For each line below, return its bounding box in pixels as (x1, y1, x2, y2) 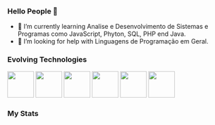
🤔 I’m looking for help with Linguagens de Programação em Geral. (17, 37, 209, 46)
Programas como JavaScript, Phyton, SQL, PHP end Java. (17, 29, 186, 38)
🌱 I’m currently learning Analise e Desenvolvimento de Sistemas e (17, 22, 209, 31)
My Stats (7, 108, 39, 118)
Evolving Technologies (7, 55, 87, 65)
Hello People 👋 (7, 6, 59, 16)
